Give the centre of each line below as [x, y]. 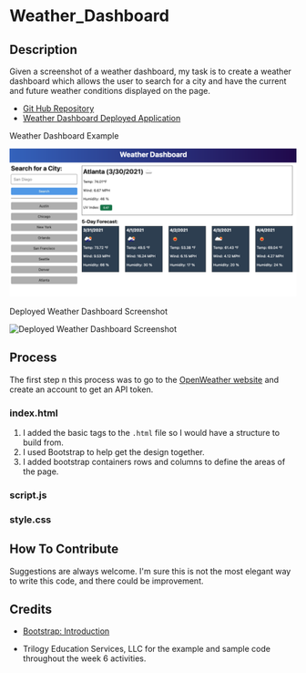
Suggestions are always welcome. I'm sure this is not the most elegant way [150, 571]
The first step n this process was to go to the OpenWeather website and [144, 379]
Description [43, 50]
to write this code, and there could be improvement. [107, 581]
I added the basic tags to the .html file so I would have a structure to [151, 432]
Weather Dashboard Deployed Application [102, 118]
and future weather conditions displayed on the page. [110, 91]
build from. [43, 442]
